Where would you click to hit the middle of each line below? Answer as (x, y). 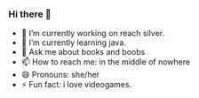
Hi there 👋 (30, 14)
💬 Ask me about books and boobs (83, 52)
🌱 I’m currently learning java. (73, 42)
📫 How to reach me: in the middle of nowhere (106, 62)
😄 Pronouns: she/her (60, 75)
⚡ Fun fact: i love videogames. (76, 85)
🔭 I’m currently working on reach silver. (93, 34)
